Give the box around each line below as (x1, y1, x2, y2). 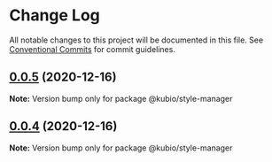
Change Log (9, 5, 100, 26)
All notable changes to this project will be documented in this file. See (9, 35, 264, 45)
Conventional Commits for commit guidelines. (9, 43, 175, 54)
